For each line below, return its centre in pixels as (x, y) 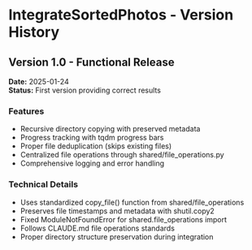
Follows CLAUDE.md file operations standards (97, 228)
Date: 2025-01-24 (39, 82)
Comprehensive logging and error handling (92, 163)
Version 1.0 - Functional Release (91, 62)
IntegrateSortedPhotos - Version (121, 15)
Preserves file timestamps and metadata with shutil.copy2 (117, 211)
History (34, 32)
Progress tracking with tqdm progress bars (92, 138)
